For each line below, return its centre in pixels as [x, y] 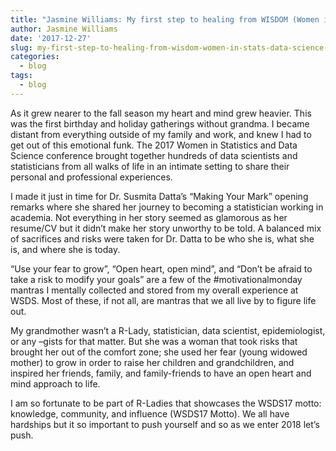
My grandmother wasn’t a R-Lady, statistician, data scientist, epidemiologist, [168, 330]
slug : [21, 47]
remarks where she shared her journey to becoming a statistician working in [167, 207]
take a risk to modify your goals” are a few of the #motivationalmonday [156, 279]
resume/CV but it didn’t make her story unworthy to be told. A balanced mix [166, 228]
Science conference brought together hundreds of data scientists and [154, 155]
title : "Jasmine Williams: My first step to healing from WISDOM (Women [165, 19]
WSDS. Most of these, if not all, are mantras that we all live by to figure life [163, 300]
